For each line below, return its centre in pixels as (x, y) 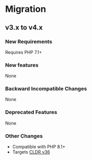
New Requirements (29, 42)
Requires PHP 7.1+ (24, 52)
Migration (26, 9)
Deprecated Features (31, 112)
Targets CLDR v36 (31, 152)
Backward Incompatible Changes (46, 89)
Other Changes (24, 136)
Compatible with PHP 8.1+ (39, 147)
